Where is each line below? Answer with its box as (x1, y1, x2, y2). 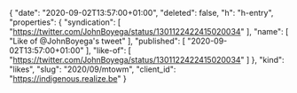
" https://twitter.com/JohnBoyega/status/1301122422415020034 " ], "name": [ (9, 27, 289, 36)
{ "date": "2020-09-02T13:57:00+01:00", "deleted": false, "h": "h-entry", (9, 8, 274, 18)
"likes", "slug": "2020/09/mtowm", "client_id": (9, 64, 176, 74)
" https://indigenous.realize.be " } (9, 74, 127, 83)
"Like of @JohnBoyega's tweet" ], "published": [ (9, 35, 186, 46)
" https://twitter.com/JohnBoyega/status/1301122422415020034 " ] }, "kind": (9, 55, 285, 65)
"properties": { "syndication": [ (9, 17, 121, 27)
